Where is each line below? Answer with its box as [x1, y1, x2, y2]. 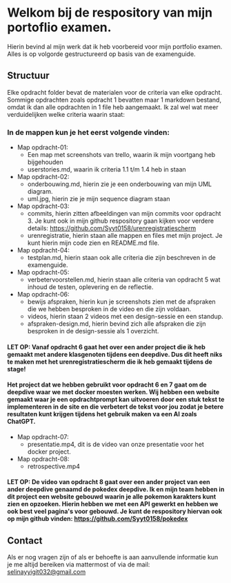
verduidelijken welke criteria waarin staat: [7, 110, 125, 118]
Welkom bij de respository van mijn [7, 5, 212, 21]
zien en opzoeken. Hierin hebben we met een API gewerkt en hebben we [7, 500, 219, 508]
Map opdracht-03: [17, 202, 70, 210]
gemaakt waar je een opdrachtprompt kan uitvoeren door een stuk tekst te [7, 396, 225, 404]
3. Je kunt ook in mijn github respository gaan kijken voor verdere [27, 216, 214, 225]
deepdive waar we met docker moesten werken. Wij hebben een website [7, 388, 219, 396]
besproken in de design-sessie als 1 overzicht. [27, 327, 159, 335]
